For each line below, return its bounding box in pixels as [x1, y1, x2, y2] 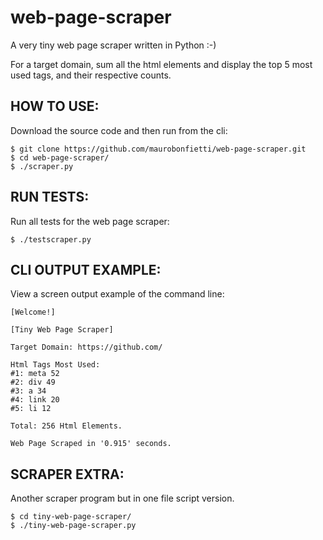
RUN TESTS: [10, 189, 90, 206]
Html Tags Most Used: [10, 360, 101, 370]
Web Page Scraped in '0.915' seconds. [10, 439, 172, 449]
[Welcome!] [10, 307, 56, 318]
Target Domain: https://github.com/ [10, 342, 163, 353]
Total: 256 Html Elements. [10, 421, 123, 431]
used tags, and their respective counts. [10, 69, 172, 81]
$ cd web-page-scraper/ [10, 152, 110, 163]
